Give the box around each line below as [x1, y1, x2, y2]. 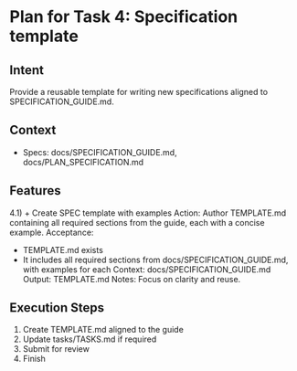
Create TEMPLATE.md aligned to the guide [22, 324, 185, 335]
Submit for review [22, 344, 90, 355]
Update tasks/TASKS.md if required [22, 334, 157, 344]
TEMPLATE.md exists [22, 244, 103, 255]
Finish [22, 354, 46, 365]
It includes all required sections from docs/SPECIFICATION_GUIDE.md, [22, 254, 289, 265]
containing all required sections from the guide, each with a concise [9, 217, 265, 228]
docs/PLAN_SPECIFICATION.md [22, 156, 144, 167]
